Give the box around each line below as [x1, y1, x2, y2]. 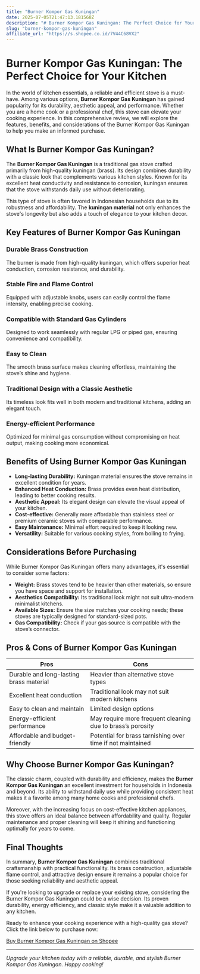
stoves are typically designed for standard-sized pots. [14, 612, 148, 620]
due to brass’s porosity [90, 722, 154, 730]
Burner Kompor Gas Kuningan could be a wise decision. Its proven [6, 895, 169, 902]
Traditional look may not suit [90, 688, 170, 696]
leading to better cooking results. [14, 491, 96, 499]
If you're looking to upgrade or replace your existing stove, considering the [6, 889, 190, 896]
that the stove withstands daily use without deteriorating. [6, 186, 146, 193]
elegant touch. [6, 405, 42, 412]
